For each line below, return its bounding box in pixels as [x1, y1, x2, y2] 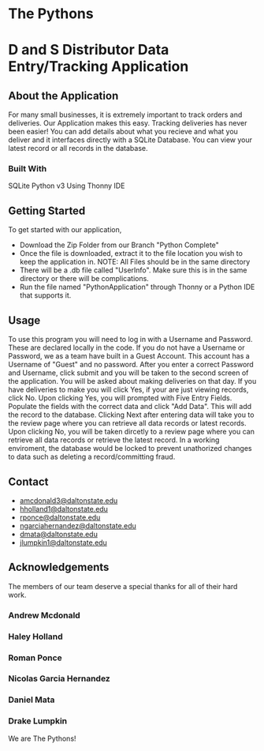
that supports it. [19, 291, 72, 300]
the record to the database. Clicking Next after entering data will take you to [8, 410, 255, 419]
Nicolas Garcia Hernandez [8, 673, 110, 684]
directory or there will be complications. [19, 274, 150, 284]
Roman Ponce [8, 652, 63, 663]
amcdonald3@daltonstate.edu [19, 495, 118, 505]
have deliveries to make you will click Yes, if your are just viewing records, [8, 385, 249, 395]
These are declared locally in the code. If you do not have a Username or [8, 343, 245, 352]
